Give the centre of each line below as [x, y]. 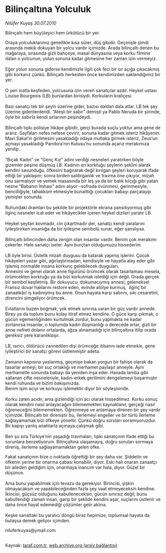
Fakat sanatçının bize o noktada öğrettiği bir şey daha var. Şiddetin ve [77, 456]
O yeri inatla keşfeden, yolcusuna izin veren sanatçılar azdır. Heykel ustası [81, 90]
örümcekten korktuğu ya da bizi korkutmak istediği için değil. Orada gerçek [82, 276]
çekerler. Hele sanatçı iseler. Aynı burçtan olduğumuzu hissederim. [74, 244]
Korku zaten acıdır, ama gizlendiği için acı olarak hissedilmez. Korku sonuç [82, 399]
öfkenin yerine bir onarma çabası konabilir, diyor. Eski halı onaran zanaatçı [81, 462]
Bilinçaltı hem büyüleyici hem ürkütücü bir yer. [53, 33]
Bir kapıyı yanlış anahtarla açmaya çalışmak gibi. [55, 426]
